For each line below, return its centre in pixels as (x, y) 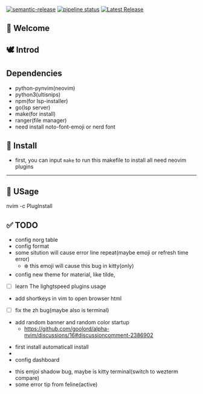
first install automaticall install (52, 347)
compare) (27, 378)
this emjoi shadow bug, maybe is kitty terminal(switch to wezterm (96, 372)
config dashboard (37, 360)
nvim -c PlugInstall (29, 206)
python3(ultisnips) (38, 95)
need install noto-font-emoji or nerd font (65, 127)
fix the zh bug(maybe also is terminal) (62, 310)
